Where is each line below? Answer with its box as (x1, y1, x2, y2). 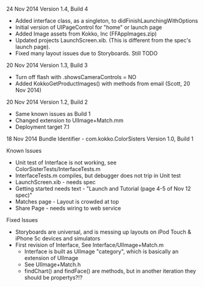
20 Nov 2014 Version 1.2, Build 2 (6, 98, 89, 105)
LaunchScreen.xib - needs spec (15, 178, 96, 186)
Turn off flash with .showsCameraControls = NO (15, 74, 137, 80)
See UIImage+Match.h (24, 261, 81, 268)
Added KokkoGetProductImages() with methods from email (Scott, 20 (15, 80, 191, 87)
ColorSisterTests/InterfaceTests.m (15, 166, 101, 172)
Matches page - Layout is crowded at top (15, 198, 119, 205)
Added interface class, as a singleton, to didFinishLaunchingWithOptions (15, 17, 199, 24)
